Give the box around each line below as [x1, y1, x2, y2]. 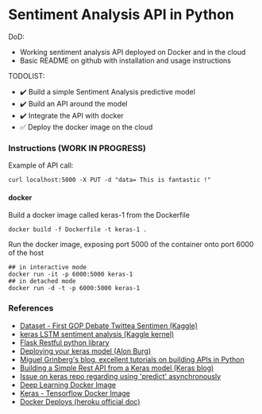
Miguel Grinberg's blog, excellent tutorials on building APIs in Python [19, 354, 245, 364]
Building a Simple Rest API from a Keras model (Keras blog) [19, 363, 214, 373]
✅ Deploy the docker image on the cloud [19, 122, 153, 132]
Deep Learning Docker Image [19, 380, 117, 389]
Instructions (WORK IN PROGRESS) [8, 142, 147, 153]
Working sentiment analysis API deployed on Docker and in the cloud [19, 47, 246, 56]
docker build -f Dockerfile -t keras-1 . [8, 226, 148, 234]
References [8, 303, 54, 314]
